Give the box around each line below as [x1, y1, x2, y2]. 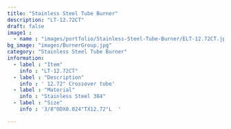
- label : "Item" [13, 61, 63, 68]
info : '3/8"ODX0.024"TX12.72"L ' [19, 106, 122, 113]
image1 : [7, 29, 32, 36]
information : [7, 55, 45, 62]
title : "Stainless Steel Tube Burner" [7, 10, 118, 17]
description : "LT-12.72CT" [7, 16, 85, 23]
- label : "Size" [13, 99, 63, 106]
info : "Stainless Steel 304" [19, 93, 107, 100]
